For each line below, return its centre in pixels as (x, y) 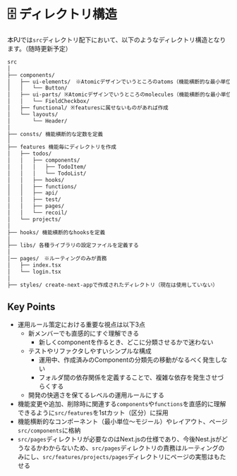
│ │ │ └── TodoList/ (47, 173)
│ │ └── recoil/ (38, 213)
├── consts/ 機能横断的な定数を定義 (55, 134)
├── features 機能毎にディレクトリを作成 (62, 147)
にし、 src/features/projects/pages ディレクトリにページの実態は (119, 457)
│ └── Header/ (38, 121)
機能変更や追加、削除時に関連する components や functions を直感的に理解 (122, 404)
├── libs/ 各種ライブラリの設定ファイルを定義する (73, 245)
